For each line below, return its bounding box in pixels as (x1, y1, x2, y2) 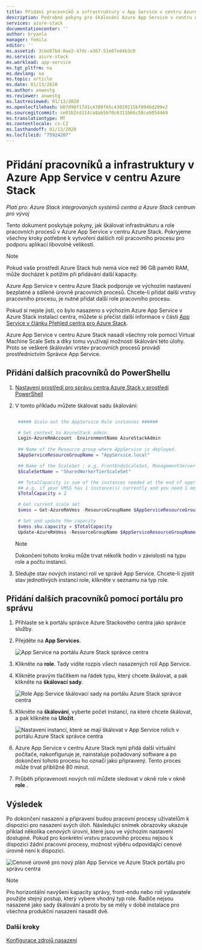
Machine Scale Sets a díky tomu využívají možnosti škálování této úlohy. (6, 337, 185, 345)
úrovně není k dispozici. (6, 847, 65, 854)
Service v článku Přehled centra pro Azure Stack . (6, 319, 128, 327)
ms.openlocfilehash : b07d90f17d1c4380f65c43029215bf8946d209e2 (6, 104, 168, 110)
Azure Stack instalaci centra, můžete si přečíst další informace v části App (6, 313, 190, 320)
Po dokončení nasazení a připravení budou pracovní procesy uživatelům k (6, 815, 189, 822)
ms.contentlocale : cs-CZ (6, 121, 69, 127)
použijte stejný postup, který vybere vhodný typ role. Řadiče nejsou (6, 895, 174, 902)
